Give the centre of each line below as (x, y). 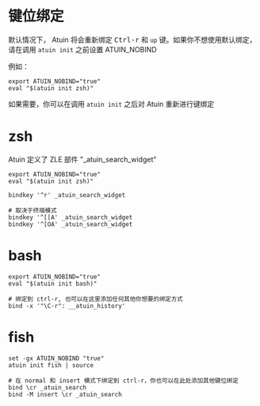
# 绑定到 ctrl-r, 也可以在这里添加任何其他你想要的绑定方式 (96, 299)
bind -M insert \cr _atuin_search (65, 394)
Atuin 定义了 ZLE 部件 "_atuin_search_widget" (82, 159)
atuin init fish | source (51, 365)
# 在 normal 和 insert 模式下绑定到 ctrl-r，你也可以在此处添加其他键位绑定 (124, 381)
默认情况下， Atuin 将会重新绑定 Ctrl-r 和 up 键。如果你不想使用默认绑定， (132, 40)
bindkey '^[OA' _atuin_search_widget (71, 224)
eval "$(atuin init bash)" (53, 283)
